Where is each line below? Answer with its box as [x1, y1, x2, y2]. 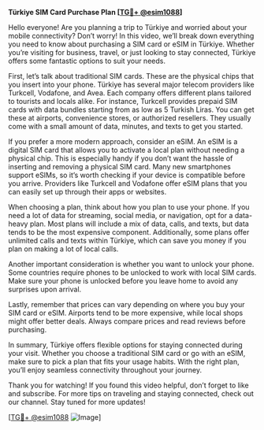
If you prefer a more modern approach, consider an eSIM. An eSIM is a [8, 137, 238, 146]
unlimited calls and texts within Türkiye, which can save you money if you [8, 236, 247, 245]
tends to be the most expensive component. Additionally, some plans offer [8, 228, 250, 236]
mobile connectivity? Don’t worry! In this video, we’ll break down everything [8, 32, 255, 40]
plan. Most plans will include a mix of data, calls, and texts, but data [29, 219, 250, 228]
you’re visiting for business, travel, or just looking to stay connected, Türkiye [8, 48, 256, 57]
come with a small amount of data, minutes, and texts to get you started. [8, 122, 244, 131]
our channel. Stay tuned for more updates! [8, 398, 146, 406]
